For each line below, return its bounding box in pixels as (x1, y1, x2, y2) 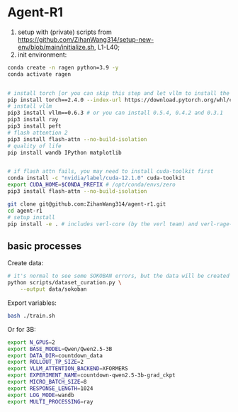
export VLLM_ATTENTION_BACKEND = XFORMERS (7, 365, 129, 372)
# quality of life (7, 143, 62, 150)
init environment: (17, 50, 67, 59)
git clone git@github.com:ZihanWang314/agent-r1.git (7, 200, 166, 208)
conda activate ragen (7, 70, 72, 78)
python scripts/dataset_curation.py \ (7, 279, 122, 286)
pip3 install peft (7, 123, 62, 130)
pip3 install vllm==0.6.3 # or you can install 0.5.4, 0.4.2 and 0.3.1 (7, 109, 223, 117)
